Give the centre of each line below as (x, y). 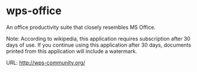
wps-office (34, 11)
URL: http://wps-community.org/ (46, 63)
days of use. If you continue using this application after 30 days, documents (98, 45)
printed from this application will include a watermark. (72, 51)
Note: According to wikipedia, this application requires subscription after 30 (98, 38)
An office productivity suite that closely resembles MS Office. (81, 27)
